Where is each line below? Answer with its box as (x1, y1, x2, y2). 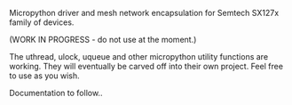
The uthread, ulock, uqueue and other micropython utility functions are (9, 52, 269, 61)
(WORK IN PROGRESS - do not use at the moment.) (9, 35, 197, 44)
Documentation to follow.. (9, 88, 103, 98)
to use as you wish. (9, 70, 80, 81)
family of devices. (9, 17, 75, 28)
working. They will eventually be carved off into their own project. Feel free (9, 61, 284, 71)
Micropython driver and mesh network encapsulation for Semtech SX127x (9, 8, 280, 18)
